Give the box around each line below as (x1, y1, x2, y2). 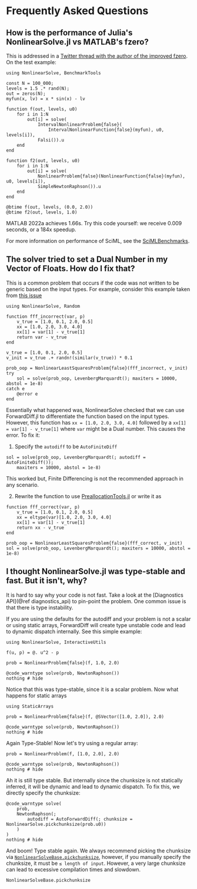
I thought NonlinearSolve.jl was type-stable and (6, 567, 185, 577)
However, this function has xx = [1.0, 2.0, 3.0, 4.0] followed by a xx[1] (6, 419, 186, 426)
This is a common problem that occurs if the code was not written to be (6, 279, 179, 287)
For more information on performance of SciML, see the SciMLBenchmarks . (6, 238, 190, 244)
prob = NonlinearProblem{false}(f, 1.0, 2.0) (6, 660, 119, 666)
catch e (6, 386, 25, 391)
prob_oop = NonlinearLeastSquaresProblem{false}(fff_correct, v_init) (6, 540, 183, 546)
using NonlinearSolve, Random (6, 303, 81, 309)
